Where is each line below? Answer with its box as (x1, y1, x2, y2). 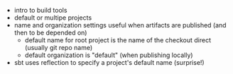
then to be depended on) (13, 28, 87, 37)
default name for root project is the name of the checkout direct (24, 36, 212, 44)
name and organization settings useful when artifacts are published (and (13, 21, 227, 29)
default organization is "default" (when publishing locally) (24, 51, 193, 59)
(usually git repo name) (24, 44, 93, 51)
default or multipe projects (13, 13, 92, 22)
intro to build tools (13, 6, 67, 14)
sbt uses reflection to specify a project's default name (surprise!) (13, 58, 205, 66)
